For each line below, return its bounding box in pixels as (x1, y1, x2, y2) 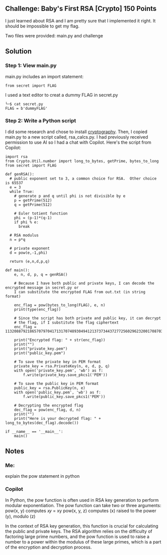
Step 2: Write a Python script (5, 117, 76, 124)
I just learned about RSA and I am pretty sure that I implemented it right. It (5, 17, 156, 23)
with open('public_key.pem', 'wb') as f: (14, 389, 101, 395)
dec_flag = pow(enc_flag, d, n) (14, 407, 81, 412)
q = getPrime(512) (14, 202, 52, 207)
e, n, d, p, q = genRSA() (14, 272, 68, 277)
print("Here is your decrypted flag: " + (14, 416, 101, 421)
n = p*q (9, 237, 26, 242)
